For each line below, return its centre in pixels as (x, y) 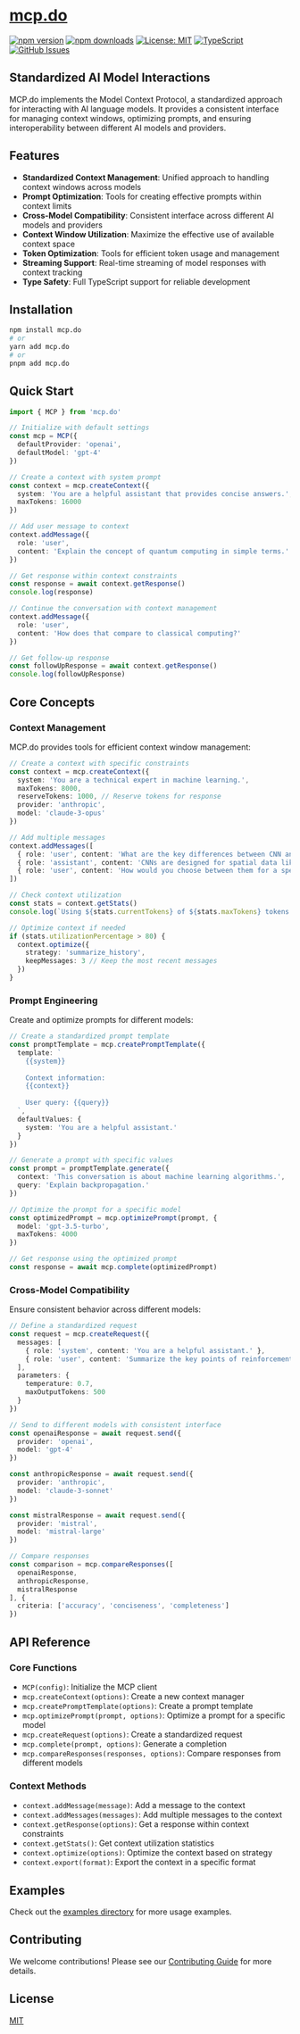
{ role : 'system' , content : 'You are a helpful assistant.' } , (146, 1350)
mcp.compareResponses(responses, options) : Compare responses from (151, 1753)
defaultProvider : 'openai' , (70, 444)
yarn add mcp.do (39, 347)
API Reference (50, 1642)
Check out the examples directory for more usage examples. (121, 1912)
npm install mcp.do (46, 330)
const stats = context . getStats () (74, 903)
